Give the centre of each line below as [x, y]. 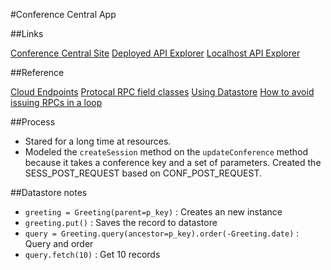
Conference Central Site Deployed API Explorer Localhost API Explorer [155, 53]
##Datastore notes [49, 192]
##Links [27, 33]
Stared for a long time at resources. [98, 141]
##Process [33, 122]
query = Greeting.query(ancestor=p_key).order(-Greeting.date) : [162, 233]
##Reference [37, 72]
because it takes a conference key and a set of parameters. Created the [173, 162]
